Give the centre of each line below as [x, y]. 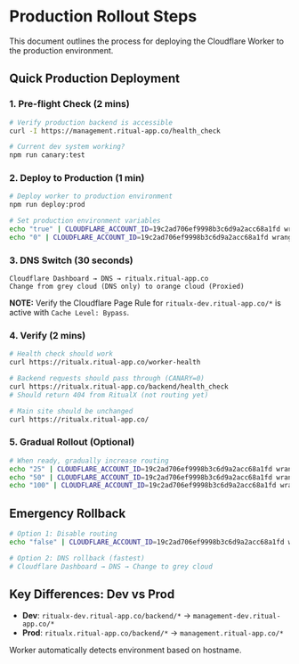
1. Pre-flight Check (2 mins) [70, 104]
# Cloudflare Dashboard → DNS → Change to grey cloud [111, 566]
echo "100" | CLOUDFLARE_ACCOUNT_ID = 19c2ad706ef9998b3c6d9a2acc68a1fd [143, 486]
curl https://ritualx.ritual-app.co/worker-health [105, 363]
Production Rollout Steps [103, 16]
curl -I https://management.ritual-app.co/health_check [115, 131]
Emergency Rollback [68, 513]
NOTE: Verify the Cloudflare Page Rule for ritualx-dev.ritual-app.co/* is [145, 303]
